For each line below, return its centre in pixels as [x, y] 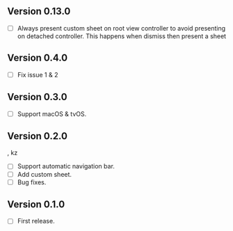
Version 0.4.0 [38, 58]
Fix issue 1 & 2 [38, 74]
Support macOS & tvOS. [52, 113]
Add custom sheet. [44, 174]
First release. [36, 221]
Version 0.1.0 [36, 205]
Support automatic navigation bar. [66, 166]
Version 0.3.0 [37, 97]
